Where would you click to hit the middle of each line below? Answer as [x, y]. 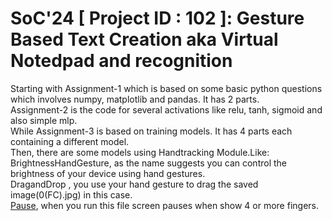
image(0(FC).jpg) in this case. [71, 194]
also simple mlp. [44, 120]
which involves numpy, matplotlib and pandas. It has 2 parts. [135, 99]
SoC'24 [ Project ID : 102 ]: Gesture [157, 18]
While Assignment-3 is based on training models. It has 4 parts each [151, 131]
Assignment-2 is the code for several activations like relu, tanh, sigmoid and [166, 109]
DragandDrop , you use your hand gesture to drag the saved [134, 184]
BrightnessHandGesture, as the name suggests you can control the [148, 163]
